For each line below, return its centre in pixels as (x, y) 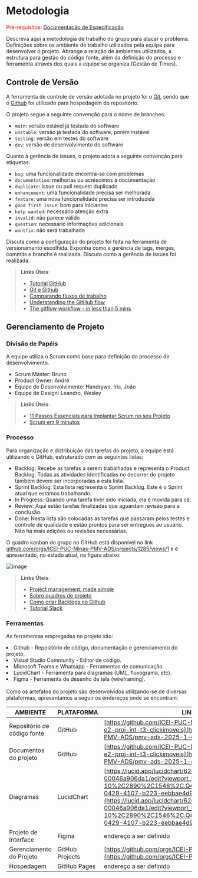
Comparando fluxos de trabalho (68, 296)
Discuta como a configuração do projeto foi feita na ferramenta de (86, 241)
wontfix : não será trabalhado (50, 230)
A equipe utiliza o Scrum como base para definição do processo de (88, 357)
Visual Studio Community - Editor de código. (68, 660)
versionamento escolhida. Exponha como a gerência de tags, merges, (91, 248)
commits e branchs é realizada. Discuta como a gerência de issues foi (91, 254)
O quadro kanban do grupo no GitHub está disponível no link (80, 542)
